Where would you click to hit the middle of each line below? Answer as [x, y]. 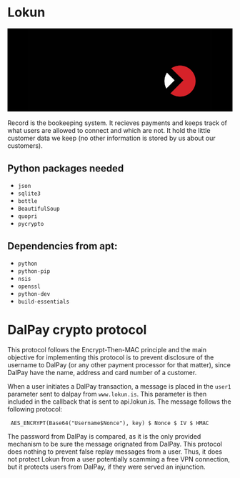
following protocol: [35, 409]
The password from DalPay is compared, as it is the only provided [104, 437]
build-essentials [44, 302]
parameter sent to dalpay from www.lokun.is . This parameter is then [107, 394]
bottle [27, 201]
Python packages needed [66, 168]
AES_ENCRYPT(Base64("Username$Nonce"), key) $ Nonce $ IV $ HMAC [110, 423]
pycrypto [31, 224]
